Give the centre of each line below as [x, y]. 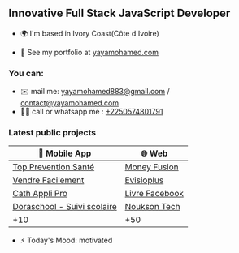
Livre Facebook [154, 194]
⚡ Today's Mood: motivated [66, 240]
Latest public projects [52, 133]
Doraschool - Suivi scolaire [65, 207]
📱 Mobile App [65, 153]
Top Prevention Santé [54, 167]
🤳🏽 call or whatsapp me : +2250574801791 [91, 112]
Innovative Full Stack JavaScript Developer [119, 13]
